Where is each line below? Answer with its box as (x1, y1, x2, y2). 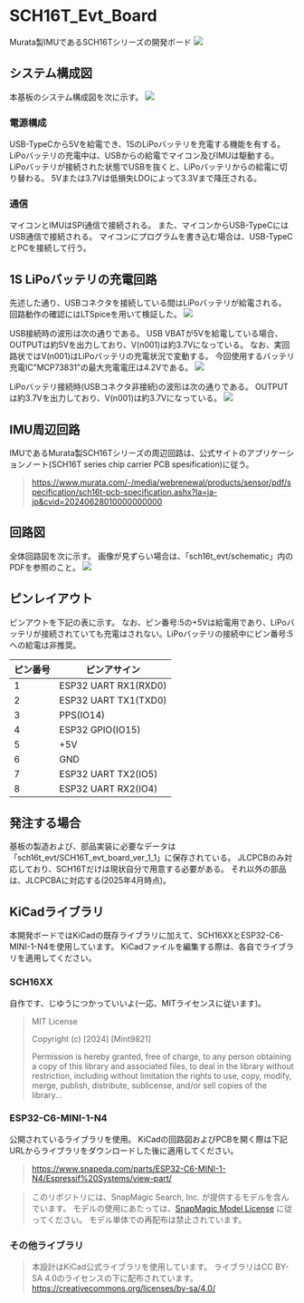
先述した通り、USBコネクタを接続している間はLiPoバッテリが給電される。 (9, 297, 287, 308)
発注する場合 (9, 815, 81, 831)
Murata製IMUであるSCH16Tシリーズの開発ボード (9, 36, 192, 47)
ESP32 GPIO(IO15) (59, 723, 141, 735)
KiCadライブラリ (9, 904, 104, 919)
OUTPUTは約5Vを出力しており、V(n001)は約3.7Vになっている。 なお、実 (9, 339, 282, 350)
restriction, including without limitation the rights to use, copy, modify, (31, 1070, 292, 1081)
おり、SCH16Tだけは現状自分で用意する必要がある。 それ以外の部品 (33, 863, 287, 875)
